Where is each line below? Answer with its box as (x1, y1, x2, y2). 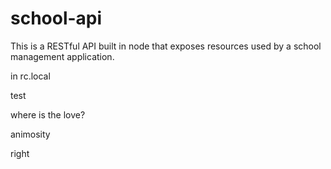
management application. (10, 50, 115, 62)
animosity (10, 128, 51, 140)
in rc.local (10, 70, 51, 82)
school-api (10, 7, 103, 30)
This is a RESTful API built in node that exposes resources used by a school (10, 40, 322, 52)
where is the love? (10, 108, 86, 121)
